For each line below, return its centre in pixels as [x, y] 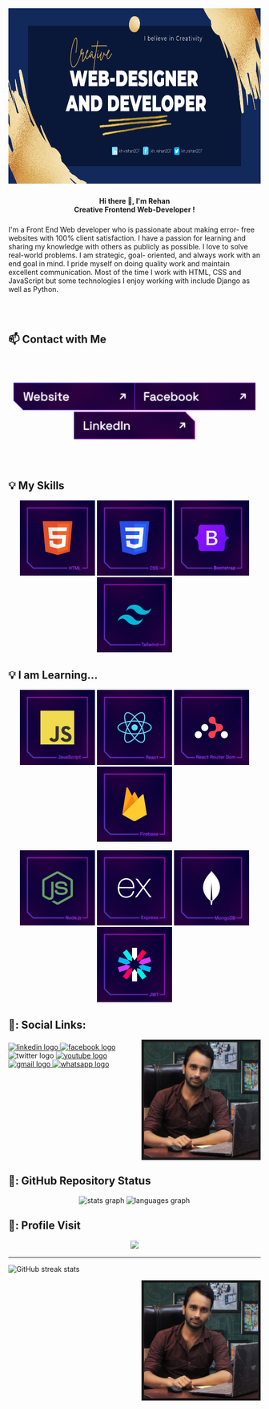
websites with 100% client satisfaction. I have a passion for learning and [127, 238]
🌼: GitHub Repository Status [80, 1181]
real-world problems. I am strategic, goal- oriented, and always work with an [134, 255]
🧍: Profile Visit [45, 1226]
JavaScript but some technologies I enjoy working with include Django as [129, 281]
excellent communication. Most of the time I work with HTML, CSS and [125, 272]
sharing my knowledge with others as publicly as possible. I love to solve [128, 246]
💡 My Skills [36, 486]
